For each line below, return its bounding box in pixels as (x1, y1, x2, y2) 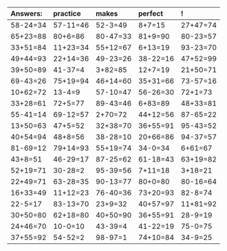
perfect (138, 9, 164, 18)
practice (53, 9, 81, 18)
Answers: (10, 9, 43, 18)
